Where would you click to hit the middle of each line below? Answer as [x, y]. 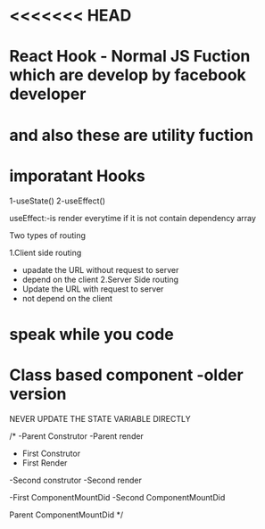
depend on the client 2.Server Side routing [100, 279]
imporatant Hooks [77, 176]
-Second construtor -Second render [76, 480]
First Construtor [51, 453]
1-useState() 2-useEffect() [57, 201]
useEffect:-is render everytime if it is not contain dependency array [133, 218]
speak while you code [91, 334]
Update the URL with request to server [93, 289]
